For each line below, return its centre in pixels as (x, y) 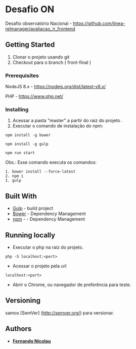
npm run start (20, 153)
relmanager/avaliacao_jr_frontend (40, 28)
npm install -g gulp (27, 144)
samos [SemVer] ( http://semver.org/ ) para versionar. (60, 312)
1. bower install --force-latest (40, 172)
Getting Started (30, 45)
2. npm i (14, 176)
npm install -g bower (28, 135)
